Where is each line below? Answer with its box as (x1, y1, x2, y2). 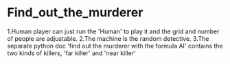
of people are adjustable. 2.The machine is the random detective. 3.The (7, 34, 209, 42)
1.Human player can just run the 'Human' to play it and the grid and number (7, 27, 220, 35)
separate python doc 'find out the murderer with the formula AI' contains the (7, 42, 223, 50)
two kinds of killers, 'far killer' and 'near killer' (7, 49, 136, 57)
